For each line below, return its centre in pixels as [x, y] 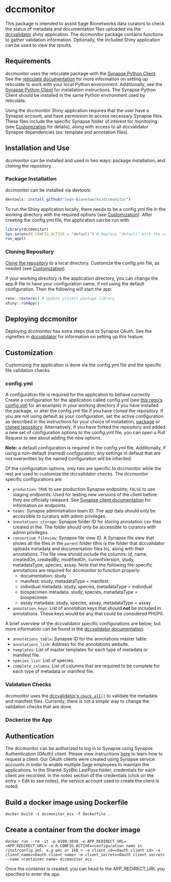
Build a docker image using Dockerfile [67, 802]
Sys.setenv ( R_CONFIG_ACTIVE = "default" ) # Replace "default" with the [83, 234]
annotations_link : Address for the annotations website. [71, 644]
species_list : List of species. [44, 660]
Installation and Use [37, 148]
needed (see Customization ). [36, 268]
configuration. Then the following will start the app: [59, 289]
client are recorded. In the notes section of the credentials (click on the [80, 776]
